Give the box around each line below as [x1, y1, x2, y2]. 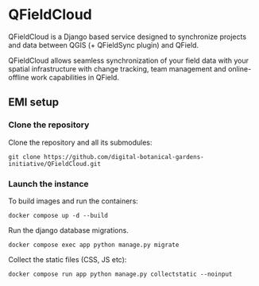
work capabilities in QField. [30, 72, 119, 82]
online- [227, 64, 252, 73]
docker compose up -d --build [8, 211, 109, 219]
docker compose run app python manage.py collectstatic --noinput [8, 270, 233, 278]
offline [8, 72, 29, 82]
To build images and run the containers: [8, 196, 139, 206]
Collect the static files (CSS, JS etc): [8, 254, 127, 264]
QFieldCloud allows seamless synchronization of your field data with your [8, 56, 249, 65]
